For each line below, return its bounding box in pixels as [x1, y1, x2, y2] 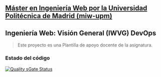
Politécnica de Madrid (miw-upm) [5, 12, 113, 20]
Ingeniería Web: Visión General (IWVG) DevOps [5, 28, 156, 37]
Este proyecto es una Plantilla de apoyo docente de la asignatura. [17, 42, 153, 48]
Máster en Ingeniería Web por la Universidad [5, 4, 147, 12]
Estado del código [5, 54, 50, 61]
